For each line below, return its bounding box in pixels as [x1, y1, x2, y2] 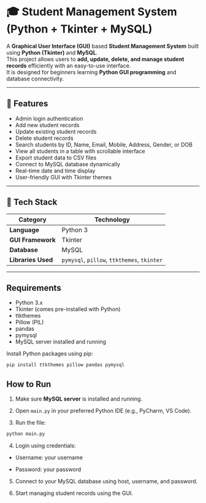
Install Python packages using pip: [6, 350, 93, 358]
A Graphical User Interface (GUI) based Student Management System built [6, 42, 199, 50]
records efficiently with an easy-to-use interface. [6, 62, 131, 69]
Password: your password [15, 466, 82, 473]
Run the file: [15, 419, 46, 426]
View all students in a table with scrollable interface [15, 147, 145, 155]
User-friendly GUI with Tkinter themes [15, 173, 112, 181]
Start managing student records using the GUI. [15, 489, 134, 497]
